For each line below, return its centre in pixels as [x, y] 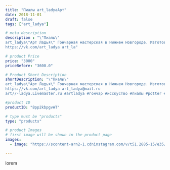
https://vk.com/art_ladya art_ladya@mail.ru [53, 89]
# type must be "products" [34, 117]
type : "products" [24, 121]
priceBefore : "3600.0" [29, 66]
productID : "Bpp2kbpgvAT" [32, 107]
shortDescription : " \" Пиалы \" [37, 79]
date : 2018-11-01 [24, 15]
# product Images [24, 130]
